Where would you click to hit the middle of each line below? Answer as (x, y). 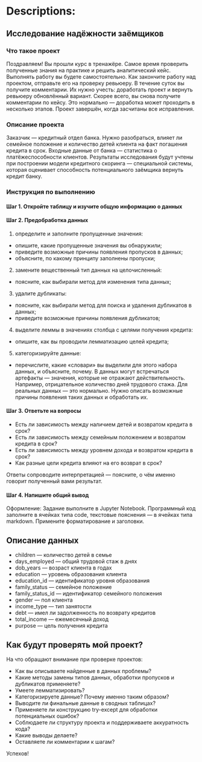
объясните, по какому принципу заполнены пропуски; (85, 258)
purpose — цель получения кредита (62, 626)
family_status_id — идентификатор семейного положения (88, 594)
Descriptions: (41, 11)
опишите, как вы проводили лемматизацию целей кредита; (92, 341)
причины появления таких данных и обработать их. (82, 397)
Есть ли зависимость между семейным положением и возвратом (100, 438)
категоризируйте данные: (48, 353)
